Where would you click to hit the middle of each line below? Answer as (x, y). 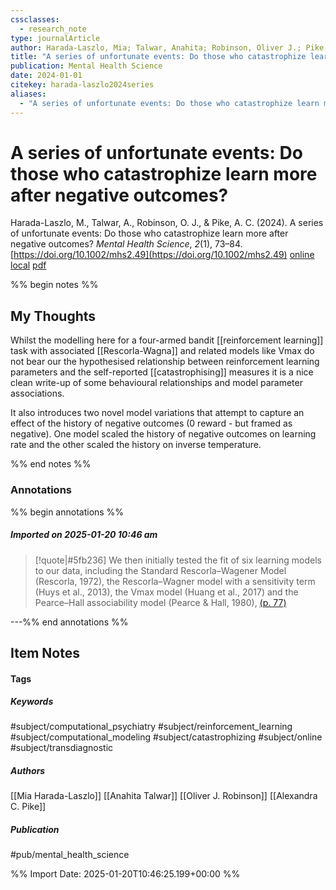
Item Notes (45, 652)
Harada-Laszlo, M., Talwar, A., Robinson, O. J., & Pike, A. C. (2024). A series (167, 223)
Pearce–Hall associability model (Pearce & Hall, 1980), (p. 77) (160, 602)
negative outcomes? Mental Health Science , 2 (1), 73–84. (126, 244)
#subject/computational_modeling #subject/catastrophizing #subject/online (166, 737)
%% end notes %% (51, 464)
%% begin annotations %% (67, 512)
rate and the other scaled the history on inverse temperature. (136, 445)
